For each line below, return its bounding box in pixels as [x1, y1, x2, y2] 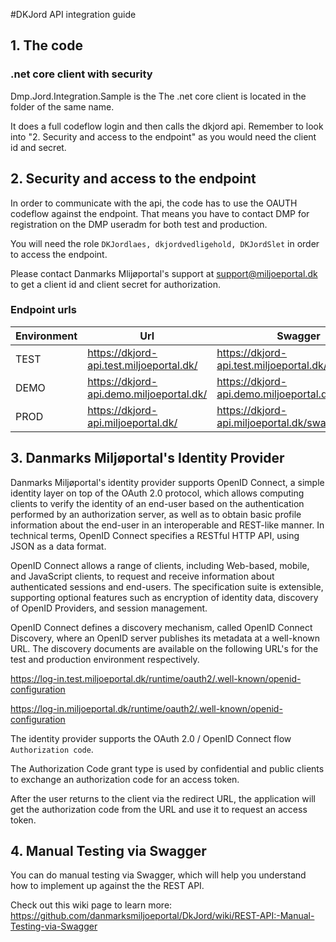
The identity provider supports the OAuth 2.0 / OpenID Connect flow [10, 732, 292, 744]
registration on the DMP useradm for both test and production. [10, 218, 268, 230]
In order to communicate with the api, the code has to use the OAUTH [10, 197, 298, 209]
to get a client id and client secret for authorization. [10, 278, 221, 290]
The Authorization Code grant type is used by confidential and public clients [10, 762, 325, 774]
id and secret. [10, 141, 67, 153]
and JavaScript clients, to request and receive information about [10, 570, 275, 582]
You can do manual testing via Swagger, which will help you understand [10, 869, 307, 881]
